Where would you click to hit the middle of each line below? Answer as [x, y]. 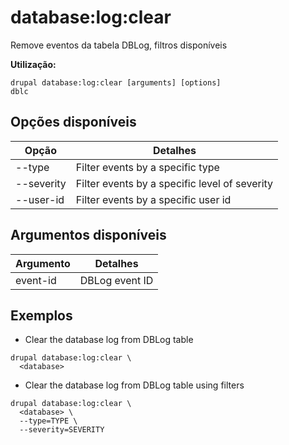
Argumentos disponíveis [88, 235]
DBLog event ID [116, 280]
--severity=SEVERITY [62, 430]
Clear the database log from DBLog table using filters [134, 385]
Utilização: [33, 64]
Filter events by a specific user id [153, 199]
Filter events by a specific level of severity [174, 183]
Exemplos [41, 315]
